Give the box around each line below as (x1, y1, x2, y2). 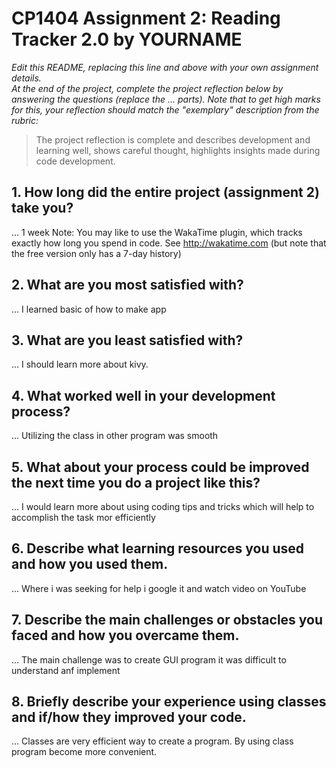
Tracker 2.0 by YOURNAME (11, 28, 243, 51)
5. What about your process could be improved (11, 458, 310, 476)
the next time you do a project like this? (11, 474, 261, 491)
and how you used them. (11, 556, 169, 573)
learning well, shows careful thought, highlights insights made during (35, 144, 321, 156)
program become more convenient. (11, 746, 158, 758)
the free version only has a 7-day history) (11, 247, 182, 259)
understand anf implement (11, 664, 121, 676)
